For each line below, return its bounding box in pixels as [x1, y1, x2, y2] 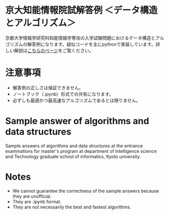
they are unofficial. [12, 193, 52, 199]
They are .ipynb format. [12, 198, 62, 204]
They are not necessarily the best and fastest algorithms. [12, 204, 131, 210]
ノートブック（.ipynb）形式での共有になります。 [12, 91, 114, 97]
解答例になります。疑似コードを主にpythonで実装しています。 [27, 41, 156, 47]
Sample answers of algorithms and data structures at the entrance [5, 142, 143, 149]
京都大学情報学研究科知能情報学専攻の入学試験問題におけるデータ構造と [5, 35, 155, 41]
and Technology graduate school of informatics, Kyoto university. [5, 153, 141, 159]
